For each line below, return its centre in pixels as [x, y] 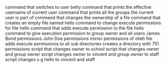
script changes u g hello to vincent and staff [50, 59]
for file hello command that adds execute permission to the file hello [75, 28]
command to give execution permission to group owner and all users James [83, 33]
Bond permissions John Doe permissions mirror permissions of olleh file [79, 38]
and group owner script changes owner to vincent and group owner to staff [82, 54]
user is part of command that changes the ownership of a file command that [83, 17]
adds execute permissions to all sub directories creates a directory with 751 [82, 44]
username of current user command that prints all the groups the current [79, 12]
